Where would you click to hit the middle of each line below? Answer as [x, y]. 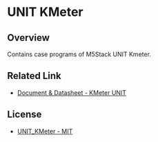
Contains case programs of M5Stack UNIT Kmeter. [79, 54]
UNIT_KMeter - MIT [45, 131]
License [24, 115]
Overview [29, 38]
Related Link [34, 76]
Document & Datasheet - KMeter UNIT [71, 92]
